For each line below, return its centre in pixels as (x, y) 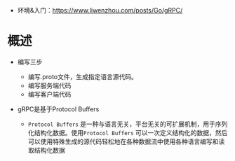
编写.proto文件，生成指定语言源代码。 (83, 76)
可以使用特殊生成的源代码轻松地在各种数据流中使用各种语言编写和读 (126, 141)
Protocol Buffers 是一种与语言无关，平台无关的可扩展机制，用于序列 (128, 124)
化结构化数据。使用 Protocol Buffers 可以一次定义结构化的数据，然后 (128, 132)
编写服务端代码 (49, 85)
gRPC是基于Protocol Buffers (58, 109)
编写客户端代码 (49, 94)
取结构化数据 (46, 150)
